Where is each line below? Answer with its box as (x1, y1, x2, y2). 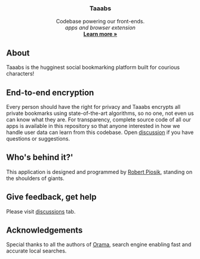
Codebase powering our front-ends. (56, 18, 145, 25)
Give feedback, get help (6, 192, 97, 202)
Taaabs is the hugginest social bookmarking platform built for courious (6, 64, 180, 71)
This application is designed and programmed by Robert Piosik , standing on (6, 168, 193, 175)
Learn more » (83, 31, 118, 38)
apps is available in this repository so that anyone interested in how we (6, 122, 180, 129)
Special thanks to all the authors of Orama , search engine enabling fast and (6, 241, 192, 248)
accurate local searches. (6, 247, 67, 255)
